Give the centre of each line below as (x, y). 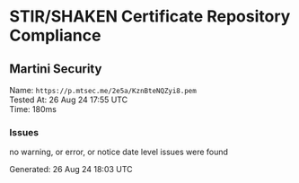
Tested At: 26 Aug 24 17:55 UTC (69, 100)
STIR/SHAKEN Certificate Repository (150, 17)
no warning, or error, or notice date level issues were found (119, 152)
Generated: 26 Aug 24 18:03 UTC (71, 170)
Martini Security (56, 69)
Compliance (55, 35)
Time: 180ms (33, 109)
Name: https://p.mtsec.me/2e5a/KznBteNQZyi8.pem (103, 90)
